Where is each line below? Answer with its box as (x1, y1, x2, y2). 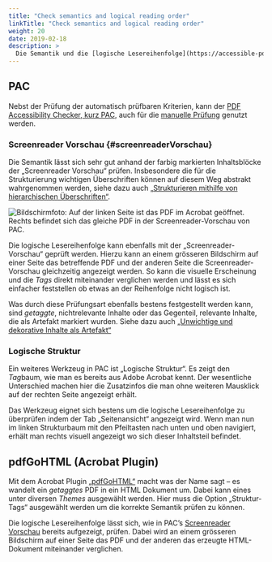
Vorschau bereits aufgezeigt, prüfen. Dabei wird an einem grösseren (8, 527, 236, 537)
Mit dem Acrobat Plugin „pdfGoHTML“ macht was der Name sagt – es (8, 477, 240, 486)
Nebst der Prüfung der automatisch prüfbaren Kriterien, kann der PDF (8, 101, 241, 110)
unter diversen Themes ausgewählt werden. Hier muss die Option (8, 494, 227, 504)
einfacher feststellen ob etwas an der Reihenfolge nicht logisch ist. (8, 283, 231, 293)
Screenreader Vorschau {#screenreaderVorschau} (8, 139, 213, 150)
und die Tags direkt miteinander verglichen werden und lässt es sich (8, 275, 236, 285)
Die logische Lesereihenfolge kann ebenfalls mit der (8, 240, 182, 250)
